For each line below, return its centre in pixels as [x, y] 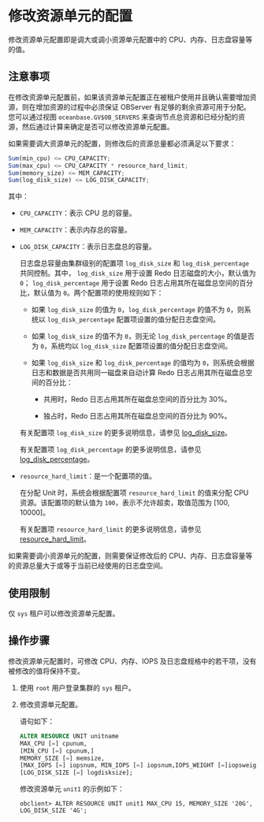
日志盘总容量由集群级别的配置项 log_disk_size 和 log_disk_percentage [134, 263]
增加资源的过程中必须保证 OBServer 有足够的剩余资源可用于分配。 [143, 106]
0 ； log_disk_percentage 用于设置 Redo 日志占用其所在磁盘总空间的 [129, 283]
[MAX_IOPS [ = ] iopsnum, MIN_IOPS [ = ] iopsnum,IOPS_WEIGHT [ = [122, 765]
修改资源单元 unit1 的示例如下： [72, 789]
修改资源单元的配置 [71, 16]
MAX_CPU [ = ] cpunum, [53, 743]
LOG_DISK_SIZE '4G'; [53, 811]
